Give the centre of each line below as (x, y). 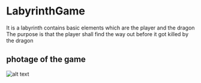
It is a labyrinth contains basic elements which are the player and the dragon (100, 28)
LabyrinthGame (46, 11)
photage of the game (46, 59)
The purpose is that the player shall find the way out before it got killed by (97, 34)
